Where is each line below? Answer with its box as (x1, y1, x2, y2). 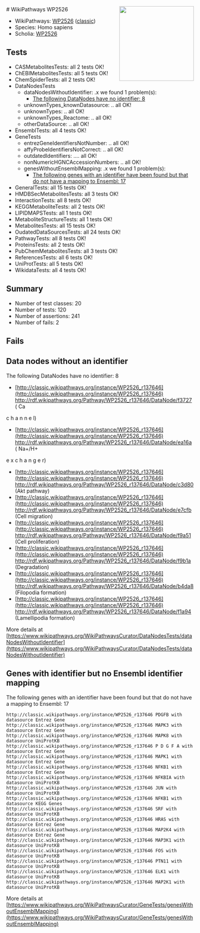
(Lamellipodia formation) (14, 614, 76, 621)
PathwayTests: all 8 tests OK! (14, 234, 86, 241)
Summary (6, 284, 43, 294)
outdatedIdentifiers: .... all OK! (23, 152, 97, 159)
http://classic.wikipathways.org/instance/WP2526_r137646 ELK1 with (6, 868, 180, 874)
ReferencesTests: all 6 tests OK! (14, 253, 93, 261)
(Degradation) (14, 563, 49, 570)
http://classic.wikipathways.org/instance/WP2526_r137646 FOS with (6, 848, 177, 854)
